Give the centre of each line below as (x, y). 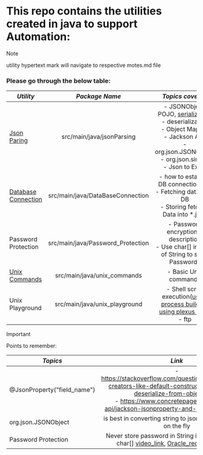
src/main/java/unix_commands (99, 276)
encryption (182, 232)
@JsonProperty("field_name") (52, 390)
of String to (177, 255)
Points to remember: (32, 346)
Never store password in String (150, 436)
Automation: (38, 37)
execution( (177, 297)
